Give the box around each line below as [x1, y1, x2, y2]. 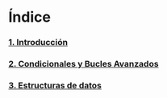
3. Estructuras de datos [8, 80, 102, 91]
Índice [8, 8, 51, 27]
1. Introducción [8, 37, 69, 48]
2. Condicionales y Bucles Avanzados [8, 59, 159, 70]
